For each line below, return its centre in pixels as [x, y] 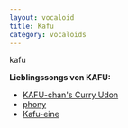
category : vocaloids [48, 34]
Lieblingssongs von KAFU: [60, 78]
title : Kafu [32, 26]
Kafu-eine [41, 114]
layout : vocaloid [42, 18]
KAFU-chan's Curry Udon [70, 95]
